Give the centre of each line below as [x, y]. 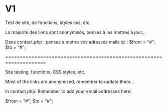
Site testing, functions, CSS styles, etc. [45, 72]
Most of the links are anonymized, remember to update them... [70, 81]
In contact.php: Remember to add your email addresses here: [68, 91]
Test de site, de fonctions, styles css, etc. [48, 22]
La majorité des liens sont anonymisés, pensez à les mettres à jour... [76, 32]
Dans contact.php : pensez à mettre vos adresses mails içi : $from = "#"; [80, 42]
